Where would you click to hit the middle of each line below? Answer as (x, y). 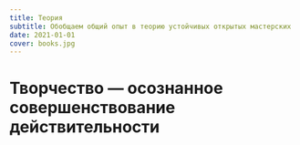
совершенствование (93, 108)
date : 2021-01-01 (42, 35)
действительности (85, 127)
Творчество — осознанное (116, 88)
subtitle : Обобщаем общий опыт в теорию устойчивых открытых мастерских (150, 26)
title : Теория (36, 18)
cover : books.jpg (42, 43)
